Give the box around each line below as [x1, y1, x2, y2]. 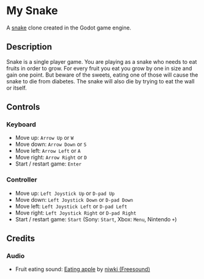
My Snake [6, 4, 58, 18]
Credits [6, 234, 36, 244]
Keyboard [6, 120, 37, 129]
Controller [6, 175, 37, 184]
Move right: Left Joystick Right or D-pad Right [15, 209, 137, 216]
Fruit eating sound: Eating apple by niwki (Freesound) [15, 266, 151, 273]
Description [6, 42, 52, 52]
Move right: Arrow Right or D [15, 154, 87, 161]
